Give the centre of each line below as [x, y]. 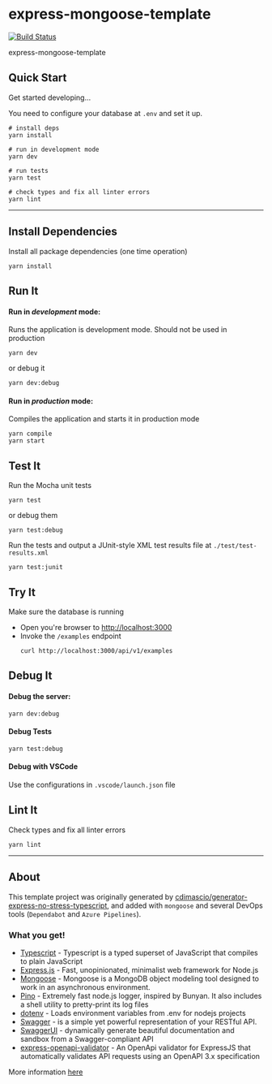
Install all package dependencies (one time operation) [98, 251]
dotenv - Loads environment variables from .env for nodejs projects [133, 1013]
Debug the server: [40, 696]
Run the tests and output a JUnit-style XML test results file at [110, 546]
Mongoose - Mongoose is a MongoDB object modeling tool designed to [139, 978]
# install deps [34, 128]
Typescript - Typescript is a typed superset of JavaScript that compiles [139, 952]
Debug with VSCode [43, 767]
